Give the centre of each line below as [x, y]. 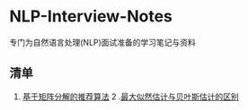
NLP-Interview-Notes [91, 17]
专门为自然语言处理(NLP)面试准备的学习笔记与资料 [102, 42]
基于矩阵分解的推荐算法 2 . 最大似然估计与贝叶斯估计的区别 [131, 97]
